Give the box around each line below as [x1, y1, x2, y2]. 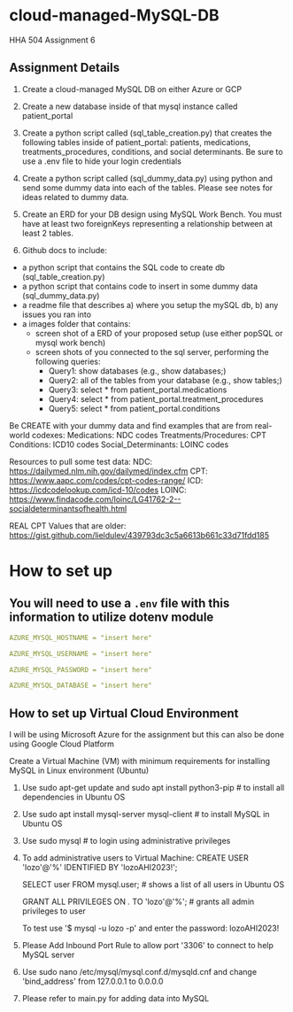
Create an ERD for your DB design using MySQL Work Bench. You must [21, 209, 282, 220]
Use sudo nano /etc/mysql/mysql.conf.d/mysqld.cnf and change [21, 967, 258, 977]
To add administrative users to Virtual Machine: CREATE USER [21, 853, 250, 863]
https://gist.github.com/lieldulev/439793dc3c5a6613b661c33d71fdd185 [9, 529, 270, 540]
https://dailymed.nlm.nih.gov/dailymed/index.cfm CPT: [9, 466, 208, 476]
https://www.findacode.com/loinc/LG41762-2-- [9, 493, 181, 505]
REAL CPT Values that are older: [9, 520, 127, 531]
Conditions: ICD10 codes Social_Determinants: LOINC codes [9, 439, 229, 450]
